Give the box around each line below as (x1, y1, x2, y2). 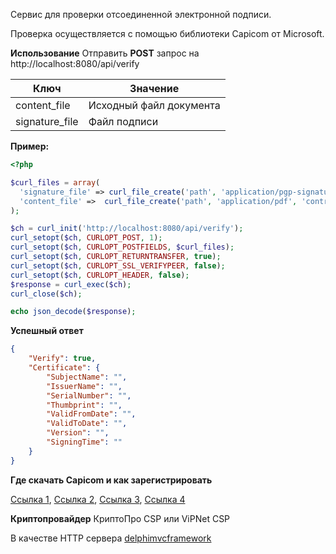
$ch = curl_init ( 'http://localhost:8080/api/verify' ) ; (10, 224, 244, 234)
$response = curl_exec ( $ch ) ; (10, 279, 132, 289)
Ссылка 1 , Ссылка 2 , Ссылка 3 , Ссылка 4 (10, 493, 186, 505)
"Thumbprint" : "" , (46, 400, 123, 410)
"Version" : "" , (46, 428, 110, 438)
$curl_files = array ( (10, 177, 101, 188)
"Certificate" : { (28, 363, 101, 373)
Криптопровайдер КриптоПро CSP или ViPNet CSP (10, 512, 231, 524)
